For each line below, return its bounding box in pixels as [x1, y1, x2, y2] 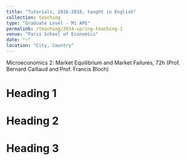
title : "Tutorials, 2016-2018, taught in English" [6, 8, 136, 15]
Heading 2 [6, 114, 59, 128]
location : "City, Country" [6, 43, 74, 49]
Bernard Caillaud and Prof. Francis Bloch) [6, 65, 109, 72]
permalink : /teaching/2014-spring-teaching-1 [6, 25, 123, 32]
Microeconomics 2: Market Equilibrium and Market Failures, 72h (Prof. [6, 58, 181, 66]
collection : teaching [6, 14, 61, 21]
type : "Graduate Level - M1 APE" [6, 20, 91, 26]
